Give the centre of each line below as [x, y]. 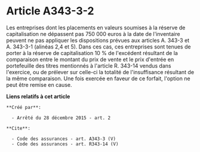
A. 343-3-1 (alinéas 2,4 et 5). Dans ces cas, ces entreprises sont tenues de [99, 47]
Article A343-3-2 [50, 11]
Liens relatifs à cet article [38, 96]
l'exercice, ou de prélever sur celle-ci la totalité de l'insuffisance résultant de [100, 72]
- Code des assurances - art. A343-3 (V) [64, 139]
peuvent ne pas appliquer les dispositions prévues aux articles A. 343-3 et [98, 40]
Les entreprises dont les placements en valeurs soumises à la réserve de [96, 28]
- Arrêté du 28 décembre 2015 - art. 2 [61, 118]
